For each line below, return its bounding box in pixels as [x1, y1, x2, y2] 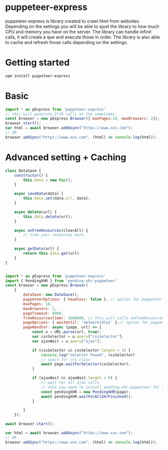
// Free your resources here [23, 232, 84, 238]
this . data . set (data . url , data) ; [23, 196, 91, 201]
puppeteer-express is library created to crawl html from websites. [5, 18, 140, 24]
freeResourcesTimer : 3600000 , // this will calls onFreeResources [23, 315, 164, 320]
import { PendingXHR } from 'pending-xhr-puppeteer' [5, 278, 117, 283]
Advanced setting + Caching [5, 152, 126, 163]
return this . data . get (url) [23, 251, 79, 256]
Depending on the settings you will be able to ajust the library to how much [5, 23, 159, 29]
